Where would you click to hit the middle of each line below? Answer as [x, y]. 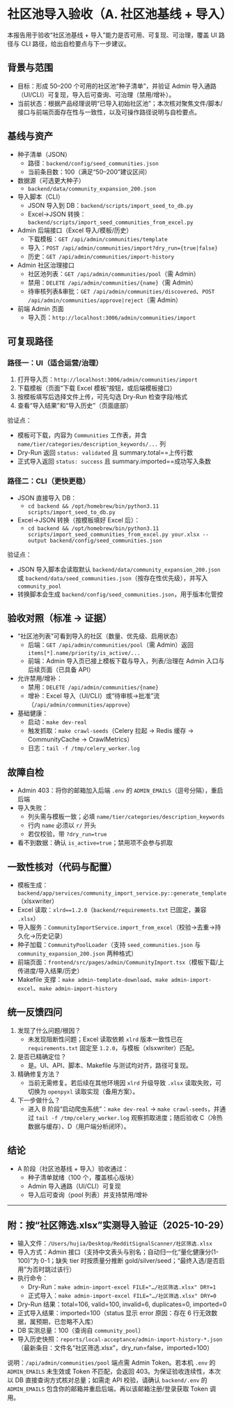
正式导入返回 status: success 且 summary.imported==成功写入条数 [114, 462]
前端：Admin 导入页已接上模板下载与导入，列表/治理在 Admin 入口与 [126, 661]
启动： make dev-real [57, 722]
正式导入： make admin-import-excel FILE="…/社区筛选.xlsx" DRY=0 [122, 1296]
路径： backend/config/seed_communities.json [93, 163]
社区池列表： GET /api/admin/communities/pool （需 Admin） [114, 273]
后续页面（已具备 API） [61, 669]
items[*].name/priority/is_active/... [84, 653]
